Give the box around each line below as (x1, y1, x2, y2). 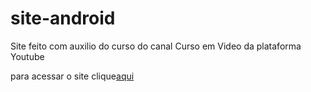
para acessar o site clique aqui (10, 70, 135, 82)
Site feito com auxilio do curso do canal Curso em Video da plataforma (10, 40, 302, 52)
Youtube (10, 50, 45, 62)
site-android (10, 7, 116, 30)
